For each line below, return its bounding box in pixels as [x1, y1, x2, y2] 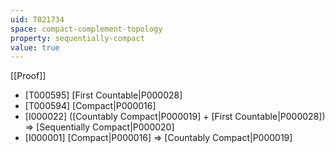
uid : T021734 [10, 14, 65, 25]
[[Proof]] [10, 70, 47, 82]
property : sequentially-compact [10, 33, 145, 43]
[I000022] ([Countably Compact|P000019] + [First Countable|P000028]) [24, 111, 326, 123]
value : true [10, 42, 60, 53]
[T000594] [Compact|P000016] [24, 100, 157, 112]
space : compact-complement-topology [10, 24, 163, 34]
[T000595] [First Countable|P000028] [24, 89, 183, 101]
